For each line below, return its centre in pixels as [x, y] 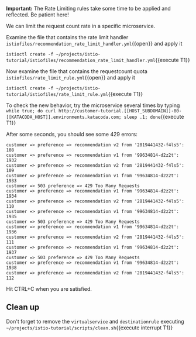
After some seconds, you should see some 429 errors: [72, 134]
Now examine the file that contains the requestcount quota [77, 71]
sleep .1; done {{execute [154, 117]
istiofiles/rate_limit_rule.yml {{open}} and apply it [71, 78]
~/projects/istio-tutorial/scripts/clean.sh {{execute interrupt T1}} [90, 328]
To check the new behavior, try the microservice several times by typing [93, 105]
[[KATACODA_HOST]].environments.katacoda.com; [64, 117]
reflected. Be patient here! [37, 15]
